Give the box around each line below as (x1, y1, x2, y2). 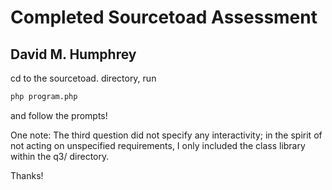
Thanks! (10, 169, 44, 181)
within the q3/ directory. (10, 150, 110, 162)
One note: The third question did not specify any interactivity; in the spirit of (10, 129, 323, 141)
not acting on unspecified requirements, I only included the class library (10, 139, 306, 151)
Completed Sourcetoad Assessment (10, 6, 318, 29)
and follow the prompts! (10, 109, 108, 121)
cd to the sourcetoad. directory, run (10, 72, 157, 84)
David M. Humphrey (10, 46, 137, 63)
